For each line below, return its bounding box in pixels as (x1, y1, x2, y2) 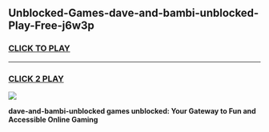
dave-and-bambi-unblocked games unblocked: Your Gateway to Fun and (8, 106, 256, 115)
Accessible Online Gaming (8, 114, 98, 124)
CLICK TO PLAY (8, 43, 70, 54)
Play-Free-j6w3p (8, 19, 94, 33)
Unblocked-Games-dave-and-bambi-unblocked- (8, 6, 259, 20)
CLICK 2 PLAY (8, 73, 64, 84)
